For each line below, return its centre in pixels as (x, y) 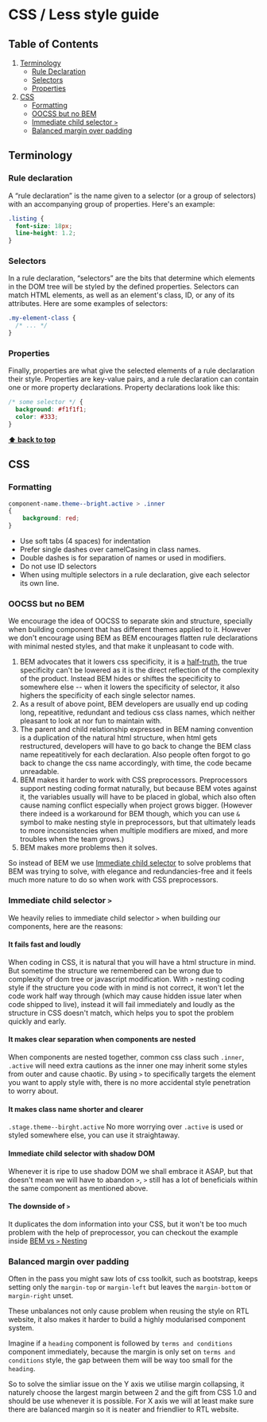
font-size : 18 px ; (44, 226)
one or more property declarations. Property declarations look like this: (124, 388)
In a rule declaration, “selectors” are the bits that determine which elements (132, 278)
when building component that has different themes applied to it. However (130, 630)
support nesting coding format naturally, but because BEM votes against (138, 788)
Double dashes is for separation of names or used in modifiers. (123, 558)
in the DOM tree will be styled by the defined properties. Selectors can (124, 287)
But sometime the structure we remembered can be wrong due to (115, 971)
